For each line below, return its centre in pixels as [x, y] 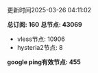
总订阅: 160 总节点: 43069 [45, 25]
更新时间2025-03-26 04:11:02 [49, 10]
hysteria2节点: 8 [40, 47]
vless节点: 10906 [41, 39]
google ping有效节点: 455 [44, 62]
